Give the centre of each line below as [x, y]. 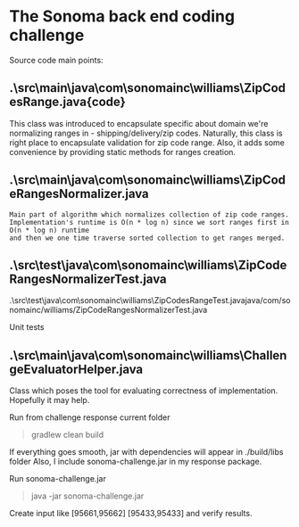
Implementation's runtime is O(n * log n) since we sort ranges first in [149, 222]
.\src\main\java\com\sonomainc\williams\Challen [148, 355]
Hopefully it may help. [50, 400]
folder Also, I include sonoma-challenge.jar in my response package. [136, 462]
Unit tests [27, 327]
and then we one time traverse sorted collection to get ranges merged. [147, 238]
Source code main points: [57, 60]
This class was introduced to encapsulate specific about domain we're [139, 123]
